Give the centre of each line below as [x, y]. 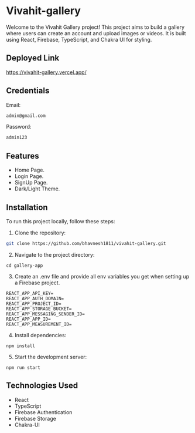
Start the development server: [51, 357]
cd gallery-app [25, 266]
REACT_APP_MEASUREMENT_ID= [39, 324]
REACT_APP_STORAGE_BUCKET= [39, 309]
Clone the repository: [40, 233]
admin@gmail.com [26, 116]
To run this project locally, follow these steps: [61, 221]
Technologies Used [42, 386]
